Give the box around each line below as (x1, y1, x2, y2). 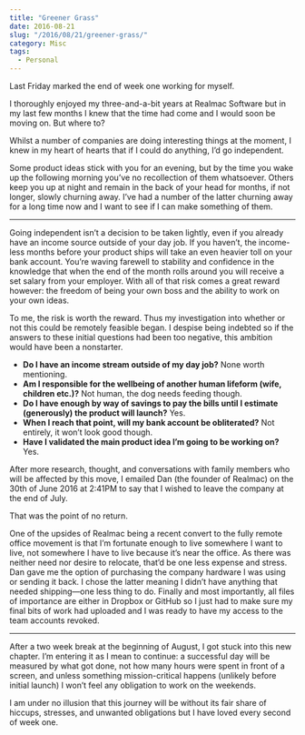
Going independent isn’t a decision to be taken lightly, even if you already (9, 227, 284, 237)
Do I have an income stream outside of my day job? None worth (22, 359, 265, 369)
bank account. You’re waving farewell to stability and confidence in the (9, 257, 275, 267)
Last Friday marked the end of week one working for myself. (9, 81, 234, 91)
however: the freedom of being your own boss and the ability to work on (9, 286, 280, 296)
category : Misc (9, 38, 67, 48)
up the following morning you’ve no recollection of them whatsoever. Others (9, 172, 294, 183)
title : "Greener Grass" (9, 13, 100, 23)
